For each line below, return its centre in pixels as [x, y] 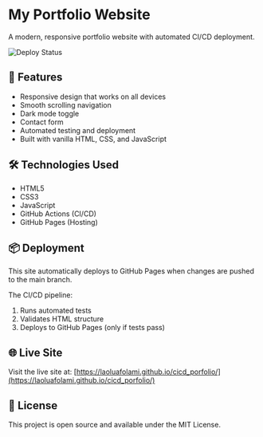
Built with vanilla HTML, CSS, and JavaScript [93, 139]
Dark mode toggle [49, 113]
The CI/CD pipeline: [41, 295]
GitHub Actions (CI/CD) [58, 214]
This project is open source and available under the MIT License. [115, 425]
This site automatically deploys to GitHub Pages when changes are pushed [131, 271]
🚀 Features [35, 77]
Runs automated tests [55, 311]
